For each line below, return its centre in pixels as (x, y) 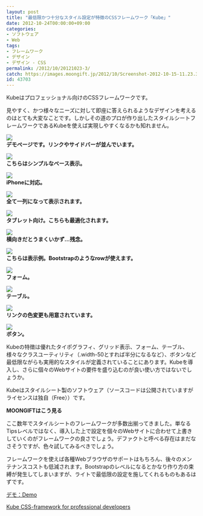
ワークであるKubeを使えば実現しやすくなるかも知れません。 (97, 126)
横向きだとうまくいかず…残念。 (46, 240)
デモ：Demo (22, 495)
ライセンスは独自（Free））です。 (47, 398)
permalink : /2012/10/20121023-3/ (48, 68)
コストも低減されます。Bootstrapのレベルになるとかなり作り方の (108, 467)
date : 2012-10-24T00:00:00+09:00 (48, 23)
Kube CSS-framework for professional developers (69, 507)
